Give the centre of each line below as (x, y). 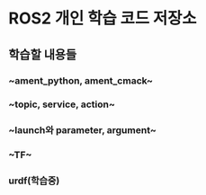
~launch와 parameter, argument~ (82, 130)
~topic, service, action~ (62, 104)
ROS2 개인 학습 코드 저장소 (103, 18)
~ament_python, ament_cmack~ (81, 80)
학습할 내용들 (43, 54)
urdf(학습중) (34, 181)
